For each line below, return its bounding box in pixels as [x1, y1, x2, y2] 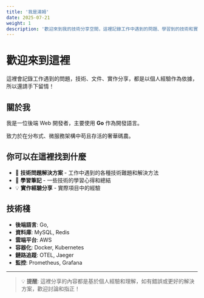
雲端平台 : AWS [15, 236, 52, 243]
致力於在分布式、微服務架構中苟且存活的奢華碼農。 [6, 132, 134, 140]
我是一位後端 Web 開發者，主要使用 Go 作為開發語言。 [6, 120, 143, 126]
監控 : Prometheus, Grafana [15, 259, 83, 266]
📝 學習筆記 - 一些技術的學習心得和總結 [15, 177, 111, 184]
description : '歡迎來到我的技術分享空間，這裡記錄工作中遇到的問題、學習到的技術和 [6, 25, 194, 32]
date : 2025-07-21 [6, 15, 50, 21]
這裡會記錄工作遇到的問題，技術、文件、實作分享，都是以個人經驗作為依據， [6, 75, 198, 83]
